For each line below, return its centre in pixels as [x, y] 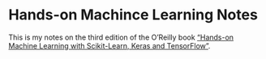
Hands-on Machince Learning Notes [133, 15]
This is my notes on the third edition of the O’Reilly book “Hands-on [121, 37]
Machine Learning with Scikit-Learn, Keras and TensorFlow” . [109, 45]
